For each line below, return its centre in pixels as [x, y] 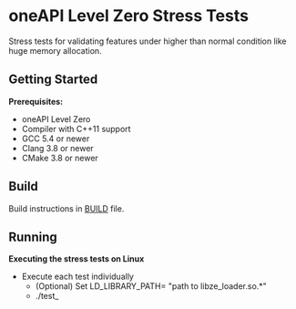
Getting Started [53, 80]
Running [33, 237]
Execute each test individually [77, 277]
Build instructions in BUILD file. [66, 208]
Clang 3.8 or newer [58, 148]
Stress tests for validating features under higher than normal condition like [148, 41]
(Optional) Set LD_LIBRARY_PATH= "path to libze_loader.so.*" [151, 286]
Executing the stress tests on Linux [77, 259]
